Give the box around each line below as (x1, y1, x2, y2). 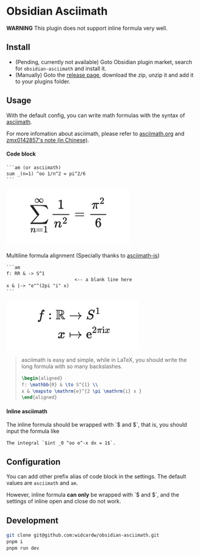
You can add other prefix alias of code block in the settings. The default (6, 473, 187, 480)
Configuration (6, 456, 61, 467)
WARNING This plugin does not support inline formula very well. (6, 24, 168, 32)
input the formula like (6, 428, 60, 435)
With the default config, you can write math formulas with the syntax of (6, 112, 185, 119)
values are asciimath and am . (6, 480, 78, 487)
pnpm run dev (6, 545, 40, 551)
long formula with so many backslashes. (21, 363, 123, 370)
